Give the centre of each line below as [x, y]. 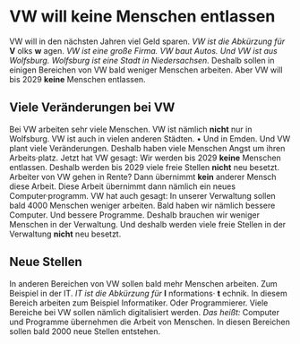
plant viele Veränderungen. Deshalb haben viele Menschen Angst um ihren [147, 148]
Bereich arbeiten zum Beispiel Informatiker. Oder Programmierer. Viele [139, 303]
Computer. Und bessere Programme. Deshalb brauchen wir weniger [134, 215]
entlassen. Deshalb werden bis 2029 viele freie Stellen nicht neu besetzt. [145, 167]
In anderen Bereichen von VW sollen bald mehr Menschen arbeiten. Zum [143, 283]
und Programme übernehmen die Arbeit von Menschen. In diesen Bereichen [150, 322]
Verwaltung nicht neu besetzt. [65, 234]
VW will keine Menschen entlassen [142, 17]
